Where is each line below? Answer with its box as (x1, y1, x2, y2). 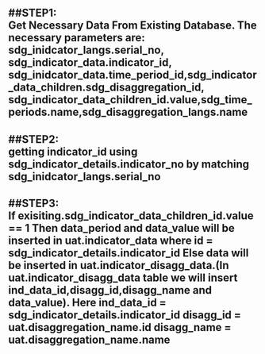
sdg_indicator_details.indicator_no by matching (8, 157, 250, 171)
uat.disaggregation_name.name (8, 333, 171, 347)
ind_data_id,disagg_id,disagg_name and (8, 283, 213, 297)
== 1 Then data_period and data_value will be (8, 221, 236, 235)
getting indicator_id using (8, 144, 138, 158)
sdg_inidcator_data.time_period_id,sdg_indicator (8, 68, 257, 82)
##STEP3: (8, 197, 60, 210)
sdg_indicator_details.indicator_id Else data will (8, 246, 249, 260)
